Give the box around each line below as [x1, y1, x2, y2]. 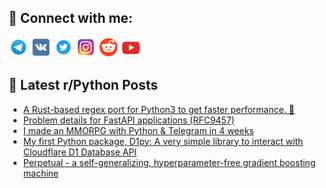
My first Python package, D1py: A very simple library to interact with [22, 135, 304, 147]
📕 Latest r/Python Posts [8, 77, 159, 94]
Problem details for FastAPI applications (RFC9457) [22, 114, 235, 126]
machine [22, 167, 60, 179]
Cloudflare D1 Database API [22, 146, 137, 158]
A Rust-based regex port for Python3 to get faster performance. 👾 [22, 103, 295, 115]
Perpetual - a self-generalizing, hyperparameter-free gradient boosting [22, 156, 316, 168]
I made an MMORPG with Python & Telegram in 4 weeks [22, 124, 255, 136]
